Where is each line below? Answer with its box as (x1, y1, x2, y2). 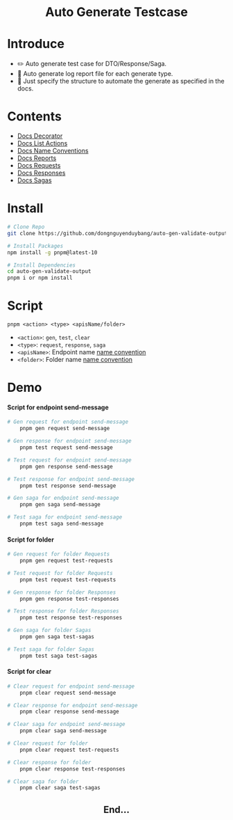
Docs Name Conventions (17, 147, 89, 155)
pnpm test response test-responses (19, 614, 123, 622)
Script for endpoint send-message (7, 403, 109, 411)
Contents (7, 109, 62, 125)
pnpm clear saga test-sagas (19, 784, 101, 791)
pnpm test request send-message (19, 444, 113, 451)
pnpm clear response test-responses (19, 765, 126, 773)
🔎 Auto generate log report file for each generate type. (17, 70, 173, 78)
